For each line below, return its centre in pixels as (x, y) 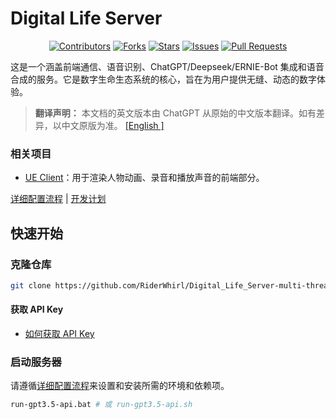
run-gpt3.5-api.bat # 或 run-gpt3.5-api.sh (101, 405)
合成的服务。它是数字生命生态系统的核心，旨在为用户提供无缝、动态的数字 (163, 79)
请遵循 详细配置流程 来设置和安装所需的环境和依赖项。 (120, 386)
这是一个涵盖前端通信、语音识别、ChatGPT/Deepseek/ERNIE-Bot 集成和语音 (167, 66)
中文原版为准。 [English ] (113, 125)
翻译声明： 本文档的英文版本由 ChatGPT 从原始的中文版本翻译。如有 (175, 113)
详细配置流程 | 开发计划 (58, 199)
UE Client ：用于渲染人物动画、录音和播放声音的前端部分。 (144, 178)
